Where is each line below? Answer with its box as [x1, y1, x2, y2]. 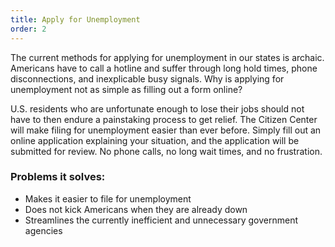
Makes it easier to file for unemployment [24, 192, 192, 205]
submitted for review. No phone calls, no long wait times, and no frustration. [10, 145, 323, 157]
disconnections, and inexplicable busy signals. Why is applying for [10, 72, 285, 85]
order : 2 [10, 24, 47, 34]
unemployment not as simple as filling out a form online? [10, 83, 243, 95]
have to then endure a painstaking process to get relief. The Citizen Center [10, 113, 318, 125]
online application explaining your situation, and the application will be [10, 134, 300, 146]
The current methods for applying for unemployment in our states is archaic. [10, 51, 325, 63]
